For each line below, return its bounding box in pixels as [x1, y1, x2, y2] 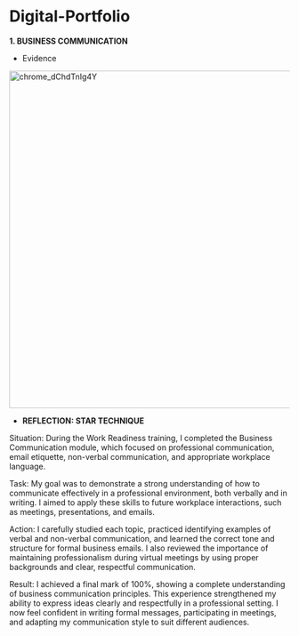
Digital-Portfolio [9, 6, 131, 27]
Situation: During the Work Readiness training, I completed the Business [9, 432, 273, 443]
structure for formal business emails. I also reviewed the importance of [9, 543, 269, 553]
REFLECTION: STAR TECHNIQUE [21, 415, 145, 426]
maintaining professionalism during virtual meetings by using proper [9, 551, 260, 562]
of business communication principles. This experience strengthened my [9, 588, 277, 599]
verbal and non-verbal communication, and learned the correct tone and [9, 533, 275, 543]
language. [9, 461, 46, 471]
